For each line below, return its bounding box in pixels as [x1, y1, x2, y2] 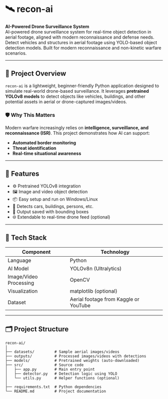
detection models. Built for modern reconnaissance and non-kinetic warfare [5, 45, 161, 51]
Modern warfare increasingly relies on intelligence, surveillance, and [5, 125, 149, 131]
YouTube [69, 302, 91, 309]
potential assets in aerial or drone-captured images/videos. [5, 98, 127, 105]
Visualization [7, 287, 38, 294]
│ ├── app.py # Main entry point [5, 367, 95, 372]
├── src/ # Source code [5, 362, 84, 368]
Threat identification [12, 145, 56, 151]
